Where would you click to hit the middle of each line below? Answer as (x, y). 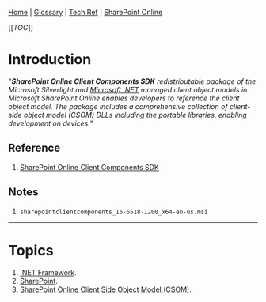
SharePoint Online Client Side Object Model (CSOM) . (105, 289)
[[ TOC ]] (21, 27)
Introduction (50, 60)
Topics (31, 250)
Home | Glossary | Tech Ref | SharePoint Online (85, 12)
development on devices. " (51, 123)
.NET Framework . (48, 272)
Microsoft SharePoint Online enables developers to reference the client (124, 98)
